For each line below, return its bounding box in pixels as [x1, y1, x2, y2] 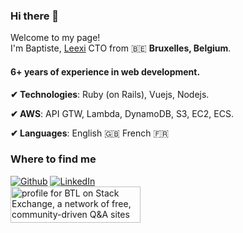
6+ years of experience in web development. [10, 65, 201, 78]
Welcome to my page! [10, 32, 101, 44]
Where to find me [10, 152, 97, 166]
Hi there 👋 [10, 9, 60, 23]
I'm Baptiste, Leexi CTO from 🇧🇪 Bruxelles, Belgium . [10, 42, 232, 54]
